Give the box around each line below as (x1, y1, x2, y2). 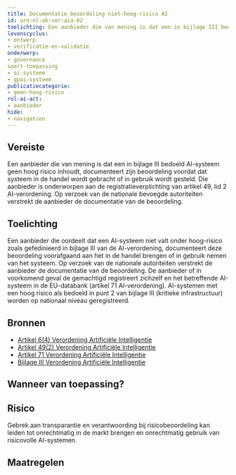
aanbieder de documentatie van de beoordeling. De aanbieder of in (7, 266, 202, 275)
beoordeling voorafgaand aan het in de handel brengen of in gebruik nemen (7, 252, 227, 260)
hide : (7, 109, 23, 116)
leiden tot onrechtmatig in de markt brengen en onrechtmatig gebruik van (7, 428, 220, 437)
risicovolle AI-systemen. (7, 436, 77, 445)
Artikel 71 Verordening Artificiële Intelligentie (17, 350, 146, 359)
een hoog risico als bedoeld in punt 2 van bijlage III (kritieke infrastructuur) (7, 289, 223, 297)
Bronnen (7, 316, 46, 328)
